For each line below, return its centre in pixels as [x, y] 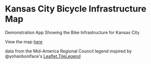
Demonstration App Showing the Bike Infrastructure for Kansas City [72, 32]
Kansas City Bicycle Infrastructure [76, 9]
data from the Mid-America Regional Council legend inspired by [68, 51]
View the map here [24, 41]
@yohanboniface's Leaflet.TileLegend [43, 56]
